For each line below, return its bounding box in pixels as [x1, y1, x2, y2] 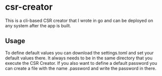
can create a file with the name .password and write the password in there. [5, 65, 157, 71]
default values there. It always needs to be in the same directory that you [5, 55, 153, 61]
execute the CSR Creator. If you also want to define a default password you [5, 60, 158, 66]
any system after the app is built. [5, 22, 71, 28]
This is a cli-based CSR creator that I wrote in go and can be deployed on [5, 18, 153, 23]
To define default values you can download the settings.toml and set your [5, 50, 154, 56]
